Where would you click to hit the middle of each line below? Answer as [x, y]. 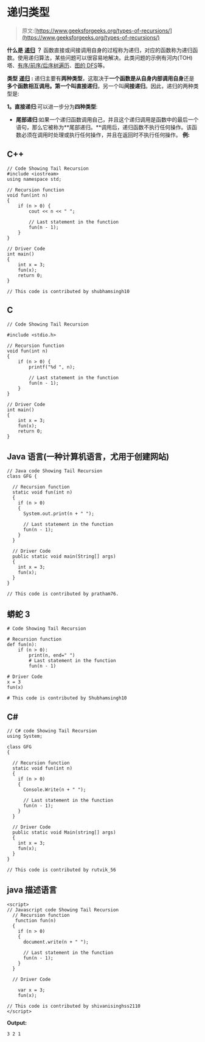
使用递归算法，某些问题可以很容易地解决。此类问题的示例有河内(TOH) [105, 57]
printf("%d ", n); [52, 367]
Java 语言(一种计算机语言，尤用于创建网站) [88, 457]
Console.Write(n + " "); [54, 790]
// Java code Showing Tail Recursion [55, 471]
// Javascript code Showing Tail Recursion [63, 910]
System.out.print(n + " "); [59, 514]
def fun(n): [22, 645]
